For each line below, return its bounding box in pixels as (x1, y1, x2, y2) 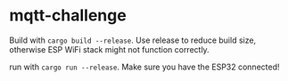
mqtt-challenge (9, 5, 127, 26)
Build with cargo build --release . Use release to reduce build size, (9, 35, 257, 45)
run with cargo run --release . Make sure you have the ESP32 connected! (9, 61, 280, 72)
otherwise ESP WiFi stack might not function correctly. (9, 44, 210, 54)
